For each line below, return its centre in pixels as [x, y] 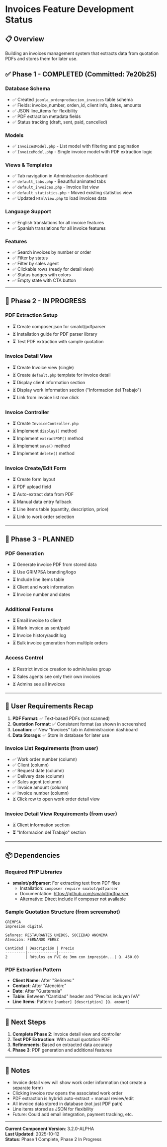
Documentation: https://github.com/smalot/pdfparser [74, 893]
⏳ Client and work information [43, 587]
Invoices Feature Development [70, 9]
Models [14, 135]
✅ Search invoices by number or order [52, 252]
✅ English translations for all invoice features [58, 222]
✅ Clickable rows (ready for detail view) [53, 269]
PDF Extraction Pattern [33, 970]
